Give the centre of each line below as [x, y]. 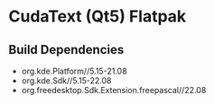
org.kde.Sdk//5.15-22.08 [66, 81]
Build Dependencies [66, 50]
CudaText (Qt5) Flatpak [98, 17]
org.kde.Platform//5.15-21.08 [74, 71]
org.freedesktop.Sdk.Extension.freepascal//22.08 [114, 90]
